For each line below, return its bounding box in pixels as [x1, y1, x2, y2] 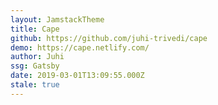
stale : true [10, 80, 60, 90]
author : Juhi [10, 52, 65, 62]
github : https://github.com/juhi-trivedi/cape [10, 33, 208, 43]
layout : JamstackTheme [10, 14, 105, 25]
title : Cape [10, 24, 60, 34]
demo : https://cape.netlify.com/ [10, 42, 150, 53]
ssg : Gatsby [10, 61, 60, 71]
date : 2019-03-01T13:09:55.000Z [10, 71, 145, 81]
